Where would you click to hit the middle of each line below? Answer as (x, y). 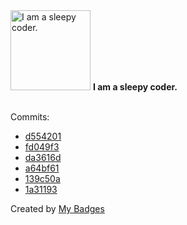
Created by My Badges (57, 208)
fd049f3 (42, 147)
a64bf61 (42, 168)
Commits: (30, 117)
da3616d (43, 157)
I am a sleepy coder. (135, 87)
